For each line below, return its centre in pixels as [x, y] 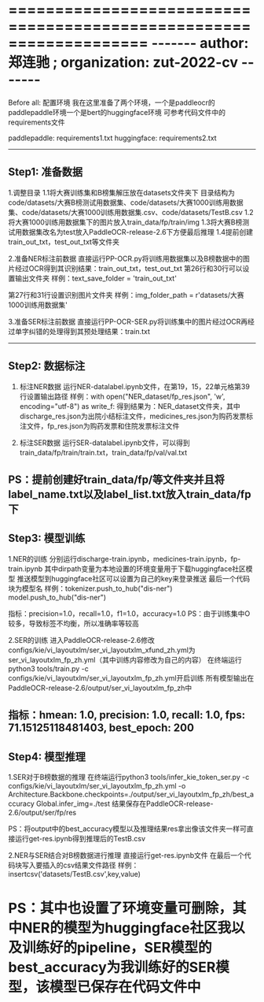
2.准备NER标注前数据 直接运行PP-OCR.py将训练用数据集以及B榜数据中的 [126, 258]
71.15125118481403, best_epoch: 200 [101, 728]
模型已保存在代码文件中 [126, 987]
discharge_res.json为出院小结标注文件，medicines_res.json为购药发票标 [136, 416]
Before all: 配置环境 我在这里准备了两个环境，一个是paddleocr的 [112, 102]
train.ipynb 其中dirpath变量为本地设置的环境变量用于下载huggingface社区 [127, 569]
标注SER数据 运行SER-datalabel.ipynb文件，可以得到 [104, 443]
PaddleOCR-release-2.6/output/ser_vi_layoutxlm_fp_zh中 [100, 688]
